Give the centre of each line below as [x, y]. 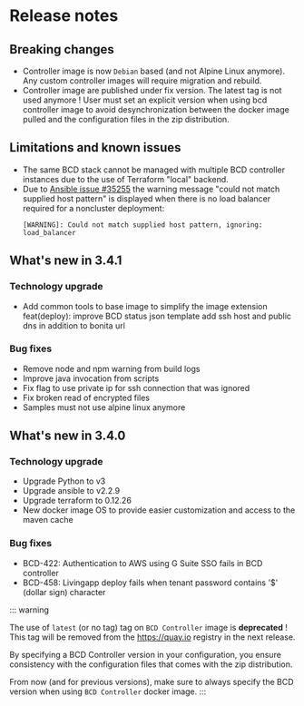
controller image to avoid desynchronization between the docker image [156, 109]
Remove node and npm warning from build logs [111, 368]
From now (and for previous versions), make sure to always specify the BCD [152, 681]
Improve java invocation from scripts [91, 378]
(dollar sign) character [64, 592]
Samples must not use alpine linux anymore [104, 407]
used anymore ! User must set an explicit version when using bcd [145, 100]
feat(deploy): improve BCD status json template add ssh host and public [157, 316]
